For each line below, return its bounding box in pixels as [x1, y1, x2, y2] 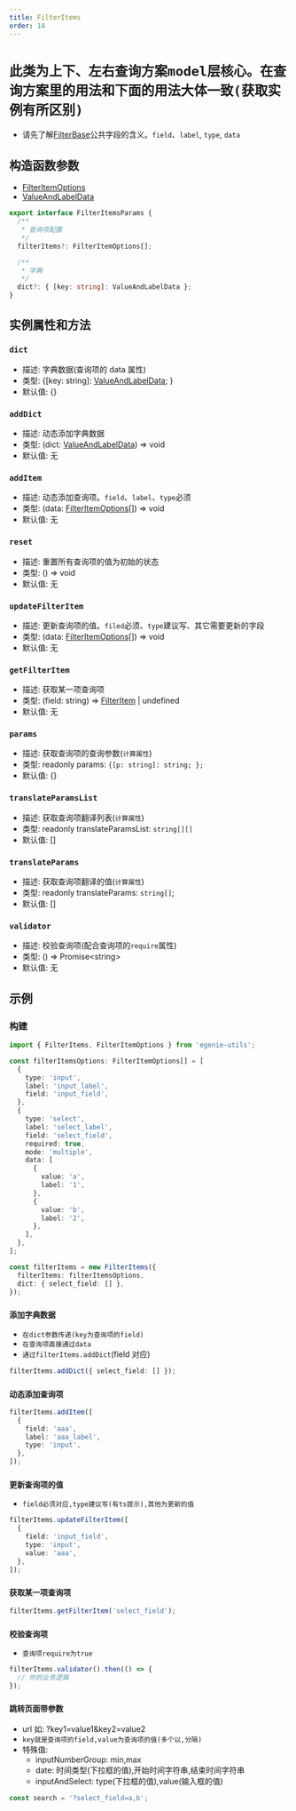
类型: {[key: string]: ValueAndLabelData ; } [21, 375, 174, 386]
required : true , [25, 1139, 86, 1148]
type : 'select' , [25, 1114, 86, 1124]
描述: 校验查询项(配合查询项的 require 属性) [21, 940, 177, 951]
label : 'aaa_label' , [25, 1432, 101, 1441]
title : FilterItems [9, 12, 82, 22]
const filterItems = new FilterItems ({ [9, 1263, 157, 1272]
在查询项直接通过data [21, 1339, 91, 1349]
